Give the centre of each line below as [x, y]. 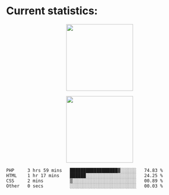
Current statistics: [52, 11]
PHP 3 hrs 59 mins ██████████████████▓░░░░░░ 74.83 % [84, 170]
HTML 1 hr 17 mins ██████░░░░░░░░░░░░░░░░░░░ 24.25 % [84, 175]
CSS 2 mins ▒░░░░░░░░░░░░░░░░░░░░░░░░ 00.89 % [84, 181]
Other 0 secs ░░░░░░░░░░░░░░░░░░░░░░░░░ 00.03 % [84, 186]
